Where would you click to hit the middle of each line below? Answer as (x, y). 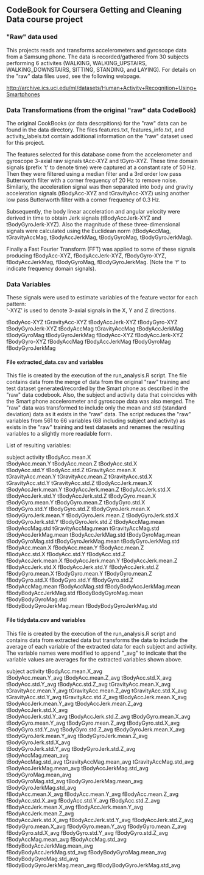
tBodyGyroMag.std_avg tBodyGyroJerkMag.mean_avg (75, 781)
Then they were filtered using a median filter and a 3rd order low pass (94, 173)
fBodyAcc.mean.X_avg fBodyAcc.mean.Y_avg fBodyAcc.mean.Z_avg (93, 794)
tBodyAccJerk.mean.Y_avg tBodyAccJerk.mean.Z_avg (75, 703)
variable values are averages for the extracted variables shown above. (94, 659)
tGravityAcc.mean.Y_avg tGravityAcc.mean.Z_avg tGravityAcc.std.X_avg (97, 691)
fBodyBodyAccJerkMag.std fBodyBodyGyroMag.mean (75, 593)
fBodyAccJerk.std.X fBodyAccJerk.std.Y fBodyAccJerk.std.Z (83, 567)
